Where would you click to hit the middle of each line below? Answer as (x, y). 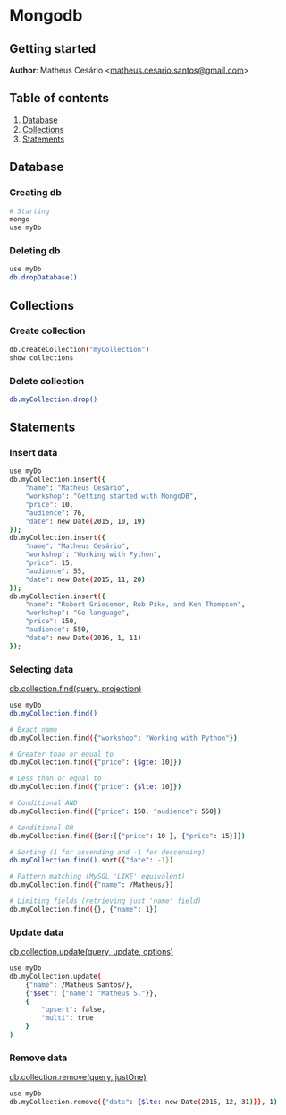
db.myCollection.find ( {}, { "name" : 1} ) (84, 909)
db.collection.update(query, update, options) (92, 952)
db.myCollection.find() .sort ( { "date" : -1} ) (92, 861)
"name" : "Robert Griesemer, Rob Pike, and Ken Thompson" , (135, 605)
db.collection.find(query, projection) (76, 689)
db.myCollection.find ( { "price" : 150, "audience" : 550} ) (115, 811)
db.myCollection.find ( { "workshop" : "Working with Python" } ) (124, 738)
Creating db (36, 193)
